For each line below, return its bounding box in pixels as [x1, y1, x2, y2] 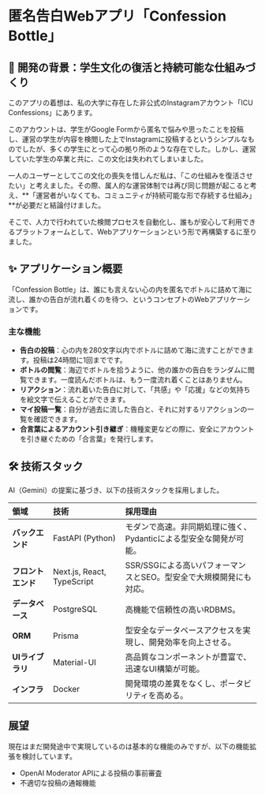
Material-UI [52, 656, 97, 667]
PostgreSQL [52, 603, 98, 614]
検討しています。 [21, 751, 77, 761]
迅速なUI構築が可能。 [125, 663, 205, 674]
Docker [52, 683, 80, 694]
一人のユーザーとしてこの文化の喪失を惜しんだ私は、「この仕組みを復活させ [8, 171, 254, 180]
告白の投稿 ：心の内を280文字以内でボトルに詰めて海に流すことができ [19, 345, 247, 355]
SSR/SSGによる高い [125, 559, 199, 570]
